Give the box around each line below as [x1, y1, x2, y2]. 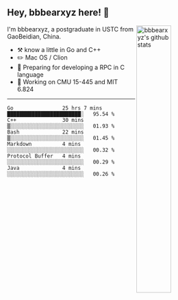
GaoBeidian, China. [7, 32, 62, 40]
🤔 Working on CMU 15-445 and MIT [16, 77, 118, 86]
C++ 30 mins [7, 116, 84, 123]
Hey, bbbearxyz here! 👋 [7, 7, 110, 18]
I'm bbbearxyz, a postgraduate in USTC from [7, 25, 133, 33]
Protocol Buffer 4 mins [7, 152, 81, 160]
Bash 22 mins [7, 128, 84, 136]
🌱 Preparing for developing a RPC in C [16, 63, 125, 71]
